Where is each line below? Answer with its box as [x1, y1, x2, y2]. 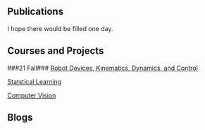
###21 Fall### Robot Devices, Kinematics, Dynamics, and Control [7, 64, 199, 72]
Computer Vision [7, 91, 56, 100]
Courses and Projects [7, 45, 104, 57]
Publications [7, 6, 64, 18]
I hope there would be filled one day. [7, 24, 113, 32]
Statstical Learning [7, 77, 62, 85]
